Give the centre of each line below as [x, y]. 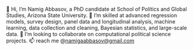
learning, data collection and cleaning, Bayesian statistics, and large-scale [97, 28]
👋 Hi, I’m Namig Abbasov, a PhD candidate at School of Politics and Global [97, 9]
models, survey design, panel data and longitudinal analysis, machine [91, 21]
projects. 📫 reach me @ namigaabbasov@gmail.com [70, 41]
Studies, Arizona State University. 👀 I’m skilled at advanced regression [92, 15]
